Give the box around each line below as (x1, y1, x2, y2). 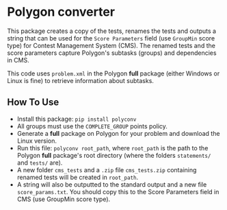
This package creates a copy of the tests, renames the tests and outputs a (7, 27, 217, 35)
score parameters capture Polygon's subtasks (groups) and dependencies (7, 49, 217, 57)
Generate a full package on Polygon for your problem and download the (16, 129, 220, 137)
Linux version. (16, 137, 57, 145)
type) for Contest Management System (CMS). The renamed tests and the (7, 41, 215, 49)
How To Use (7, 97, 59, 108)
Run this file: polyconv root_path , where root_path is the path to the (16, 143, 209, 152)
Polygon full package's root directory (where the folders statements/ (16, 151, 211, 159)
